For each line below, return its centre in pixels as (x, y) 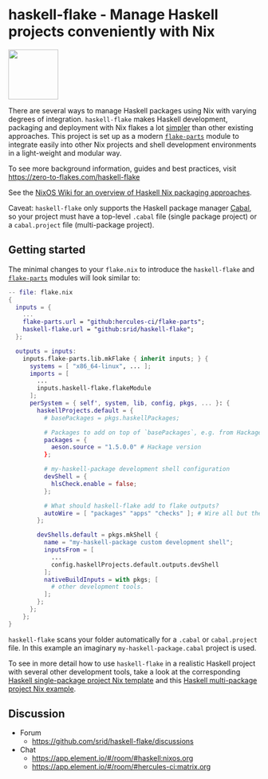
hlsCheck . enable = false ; (94, 484)
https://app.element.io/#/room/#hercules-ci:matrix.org (121, 767)
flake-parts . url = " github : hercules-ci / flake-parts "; (114, 322)
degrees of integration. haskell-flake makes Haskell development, (118, 119)
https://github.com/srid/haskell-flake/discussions (112, 741)
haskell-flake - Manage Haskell (113, 15)
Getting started (47, 250)
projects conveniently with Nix (112, 32)
